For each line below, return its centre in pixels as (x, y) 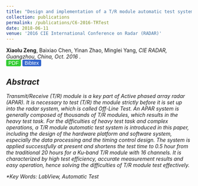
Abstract (23, 82)
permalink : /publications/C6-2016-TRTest (58, 22)
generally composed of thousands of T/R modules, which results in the (92, 115)
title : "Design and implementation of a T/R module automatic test (91, 12)
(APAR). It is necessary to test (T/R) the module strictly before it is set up (94, 102)
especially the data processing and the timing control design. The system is (98, 140)
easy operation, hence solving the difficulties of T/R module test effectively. (98, 165)
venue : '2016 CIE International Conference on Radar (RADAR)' (84, 34)
